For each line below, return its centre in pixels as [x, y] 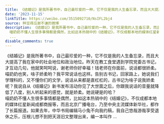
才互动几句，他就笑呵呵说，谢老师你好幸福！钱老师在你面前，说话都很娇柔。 [82, 68]
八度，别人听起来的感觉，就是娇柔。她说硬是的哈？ [65, 92]
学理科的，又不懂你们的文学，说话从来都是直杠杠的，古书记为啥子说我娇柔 [80, 80]
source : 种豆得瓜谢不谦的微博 [32, 23]
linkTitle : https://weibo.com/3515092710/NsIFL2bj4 [59, 18]
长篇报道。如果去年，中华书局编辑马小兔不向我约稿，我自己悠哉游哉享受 [82, 110]
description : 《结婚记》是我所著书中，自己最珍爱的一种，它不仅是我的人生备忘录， [79, 28]
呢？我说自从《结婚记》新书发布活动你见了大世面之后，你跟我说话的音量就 [80, 86]
